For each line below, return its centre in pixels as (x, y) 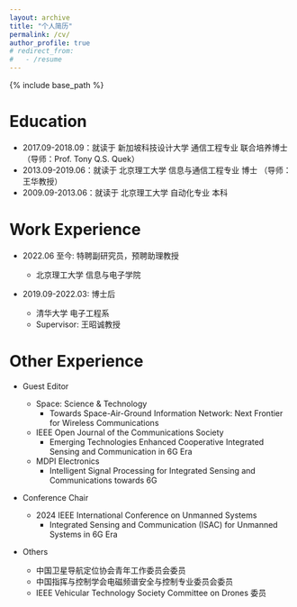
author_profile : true (50, 43)
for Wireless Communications (104, 422)
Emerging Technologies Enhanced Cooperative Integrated (157, 441)
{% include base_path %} (57, 85)
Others (35, 551)
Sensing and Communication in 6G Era (121, 451)
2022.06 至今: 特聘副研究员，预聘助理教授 (101, 255)
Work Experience (75, 230)
